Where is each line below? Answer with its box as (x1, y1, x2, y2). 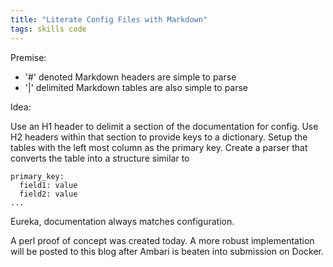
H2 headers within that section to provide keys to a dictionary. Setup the (10, 131, 308, 143)
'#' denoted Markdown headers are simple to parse (24, 71, 237, 83)
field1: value (19, 180, 78, 190)
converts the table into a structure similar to (10, 152, 190, 164)
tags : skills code (10, 24, 87, 34)
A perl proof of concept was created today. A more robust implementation (10, 234, 315, 246)
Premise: (10, 51, 47, 63)
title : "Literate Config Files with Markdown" (10, 14, 208, 25)
